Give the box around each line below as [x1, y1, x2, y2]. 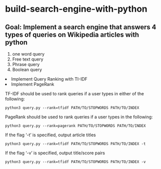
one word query [12, 51, 45, 57]
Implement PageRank [11, 82, 54, 87]
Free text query [12, 56, 44, 62]
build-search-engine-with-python [5, 3, 148, 15]
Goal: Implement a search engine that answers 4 [5, 23, 157, 31]
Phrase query [12, 62, 40, 67]
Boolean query [12, 67, 42, 72]
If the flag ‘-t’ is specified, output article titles [5, 132, 96, 138]
